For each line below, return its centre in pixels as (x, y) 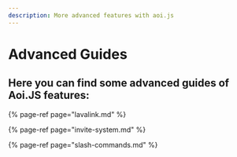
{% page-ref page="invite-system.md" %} (77, 130)
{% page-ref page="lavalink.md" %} (67, 114)
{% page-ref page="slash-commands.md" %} (83, 144)
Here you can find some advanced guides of (119, 83)
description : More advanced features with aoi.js (91, 15)
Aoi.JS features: (49, 95)
